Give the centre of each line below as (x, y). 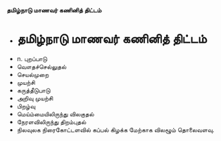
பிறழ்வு (26, 106)
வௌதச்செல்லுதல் (42, 67)
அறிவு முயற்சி (35, 98)
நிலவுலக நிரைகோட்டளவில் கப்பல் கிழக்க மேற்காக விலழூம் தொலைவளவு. (115, 130)
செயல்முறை (33, 74)
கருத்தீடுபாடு (33, 90)
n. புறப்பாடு (32, 58)
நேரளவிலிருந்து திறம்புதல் (51, 121)
